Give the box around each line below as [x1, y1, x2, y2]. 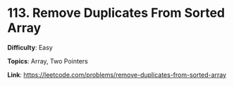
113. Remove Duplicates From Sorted [7, 5, 226, 21]
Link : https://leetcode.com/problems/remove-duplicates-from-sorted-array [7, 70, 227, 79]
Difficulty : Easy [7, 43, 53, 51]
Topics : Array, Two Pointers [7, 56, 88, 65]
